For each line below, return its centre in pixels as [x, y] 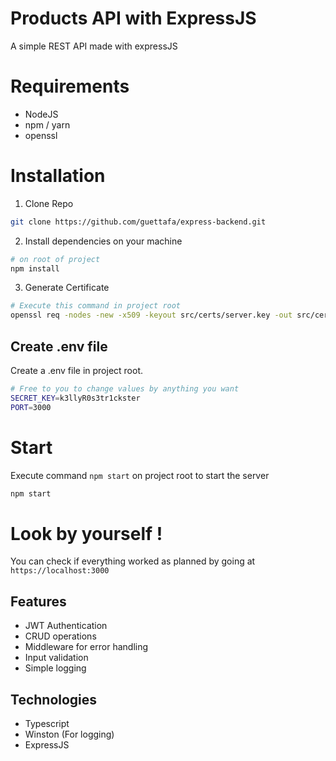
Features [38, 601]
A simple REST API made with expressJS [94, 46]
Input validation [56, 658]
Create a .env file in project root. [77, 370]
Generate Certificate [67, 288]
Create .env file [59, 346]
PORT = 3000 [31, 407]
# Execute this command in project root [96, 306]
